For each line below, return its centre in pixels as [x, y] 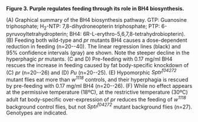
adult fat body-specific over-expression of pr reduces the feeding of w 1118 [96, 99]
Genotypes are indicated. [37, 113]
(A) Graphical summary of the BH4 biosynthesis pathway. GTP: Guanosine [97, 20]
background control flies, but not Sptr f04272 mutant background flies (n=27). [99, 106]
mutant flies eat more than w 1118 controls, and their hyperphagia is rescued [97, 79]
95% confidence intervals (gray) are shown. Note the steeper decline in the [98, 52]
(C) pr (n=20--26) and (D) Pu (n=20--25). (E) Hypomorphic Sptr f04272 [91, 72]
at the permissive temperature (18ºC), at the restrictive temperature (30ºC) [97, 92]
